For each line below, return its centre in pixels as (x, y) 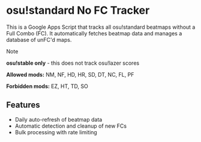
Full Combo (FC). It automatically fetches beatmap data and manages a (94, 33)
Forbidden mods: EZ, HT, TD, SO (47, 86)
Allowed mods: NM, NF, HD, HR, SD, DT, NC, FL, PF (70, 74)
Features (23, 105)
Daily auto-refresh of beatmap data (58, 119)
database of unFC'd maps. (39, 40)
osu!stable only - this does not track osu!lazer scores (73, 63)
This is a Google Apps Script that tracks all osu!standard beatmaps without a (101, 27)
